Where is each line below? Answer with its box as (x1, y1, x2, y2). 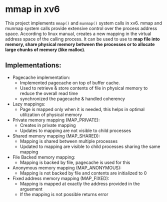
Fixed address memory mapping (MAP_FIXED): (12, 175, 109, 181)
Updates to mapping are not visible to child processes (19, 127, 131, 133)
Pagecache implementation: (12, 74, 70, 80)
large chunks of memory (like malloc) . (5, 46, 86, 52)
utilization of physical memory (19, 111, 82, 117)
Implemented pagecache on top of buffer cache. (19, 79, 120, 85)
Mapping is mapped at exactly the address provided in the (19, 180, 140, 186)
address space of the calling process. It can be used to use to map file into (5, 36, 160, 42)
